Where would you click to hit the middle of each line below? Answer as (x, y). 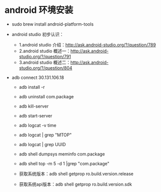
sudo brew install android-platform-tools (53, 24)
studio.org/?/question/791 (45, 56)
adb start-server (36, 115)
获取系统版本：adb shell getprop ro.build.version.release (76, 174)
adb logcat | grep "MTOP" (45, 135)
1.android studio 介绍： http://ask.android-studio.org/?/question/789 (87, 44)
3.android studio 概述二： (45, 62)
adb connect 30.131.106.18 (38, 77)
